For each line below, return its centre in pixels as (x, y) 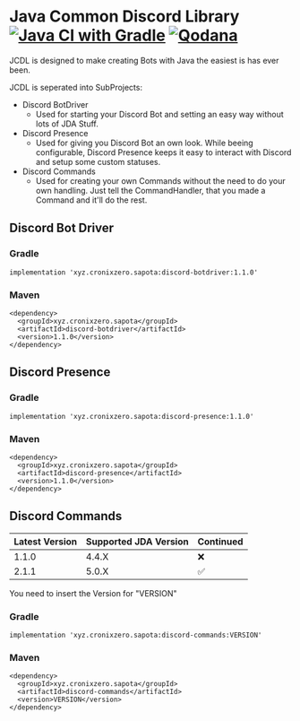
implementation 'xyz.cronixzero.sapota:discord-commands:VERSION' (136, 635)
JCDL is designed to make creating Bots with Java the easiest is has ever (144, 60)
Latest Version (46, 542)
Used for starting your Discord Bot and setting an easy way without (159, 114)
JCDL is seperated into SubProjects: (76, 87)
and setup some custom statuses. (98, 161)
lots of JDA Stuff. (67, 124)
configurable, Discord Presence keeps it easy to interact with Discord (163, 152)
